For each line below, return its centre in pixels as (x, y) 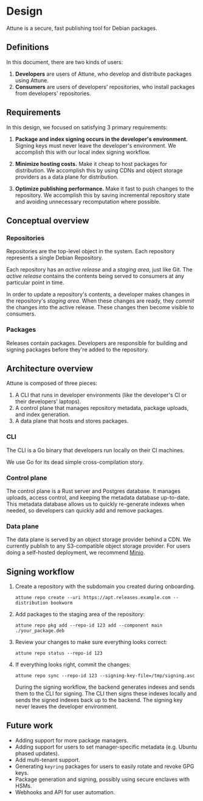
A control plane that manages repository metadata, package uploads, (102, 408)
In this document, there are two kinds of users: (65, 62)
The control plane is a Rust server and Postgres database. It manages (94, 491)
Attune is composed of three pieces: (52, 383)
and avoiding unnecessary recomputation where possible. (88, 201)
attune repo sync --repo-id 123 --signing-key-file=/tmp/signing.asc (105, 676)
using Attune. (32, 80)
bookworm (62, 603)
